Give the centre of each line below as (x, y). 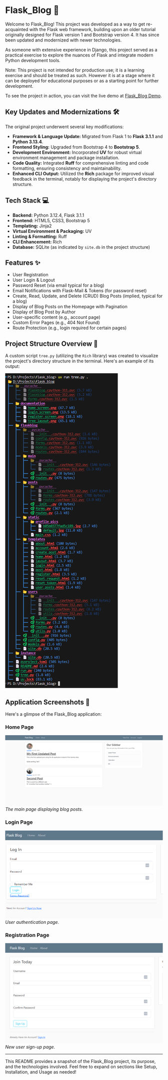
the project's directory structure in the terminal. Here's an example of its (79, 361)
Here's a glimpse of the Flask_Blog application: (53, 714)
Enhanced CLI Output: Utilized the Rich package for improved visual (83, 173)
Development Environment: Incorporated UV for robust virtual (77, 152)
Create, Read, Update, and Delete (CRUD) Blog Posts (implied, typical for (87, 296)
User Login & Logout (33, 280)
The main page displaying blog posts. (44, 809)
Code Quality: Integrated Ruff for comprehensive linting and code (80, 163)
